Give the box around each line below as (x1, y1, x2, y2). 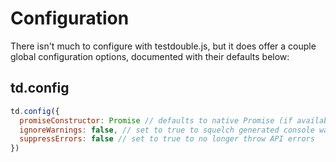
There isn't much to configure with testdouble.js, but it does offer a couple (10, 40, 317, 52)
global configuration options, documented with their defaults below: (10, 50, 290, 62)
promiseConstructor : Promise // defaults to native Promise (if (19, 115, 293, 126)
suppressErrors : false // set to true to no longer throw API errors (19, 134, 315, 144)
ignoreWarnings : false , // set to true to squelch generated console (19, 125, 315, 135)
